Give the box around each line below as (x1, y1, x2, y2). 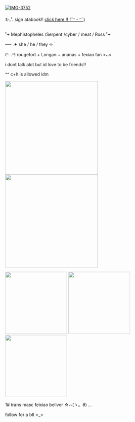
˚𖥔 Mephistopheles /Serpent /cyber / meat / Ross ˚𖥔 (5, 31, 111, 37)
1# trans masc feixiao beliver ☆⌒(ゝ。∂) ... (5, 402, 92, 408)
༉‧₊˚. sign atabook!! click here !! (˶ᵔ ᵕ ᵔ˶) (5, 16, 86, 22)
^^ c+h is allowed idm (5, 71, 49, 77)
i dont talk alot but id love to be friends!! (5, 62, 87, 67)
